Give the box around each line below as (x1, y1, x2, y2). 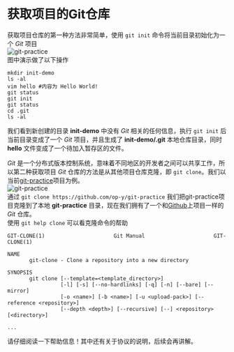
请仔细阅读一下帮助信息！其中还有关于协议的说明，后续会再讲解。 (7, 337, 197, 345)
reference (7, 299, 36, 307)
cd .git (7, 107, 30, 114)
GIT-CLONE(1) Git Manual (7, 232, 145, 239)
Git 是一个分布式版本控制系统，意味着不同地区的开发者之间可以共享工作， (7, 158, 219, 167)
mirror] (7, 287, 30, 294)
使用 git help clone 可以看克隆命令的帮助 (7, 218, 129, 227)
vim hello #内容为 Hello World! (7, 83, 98, 90)
